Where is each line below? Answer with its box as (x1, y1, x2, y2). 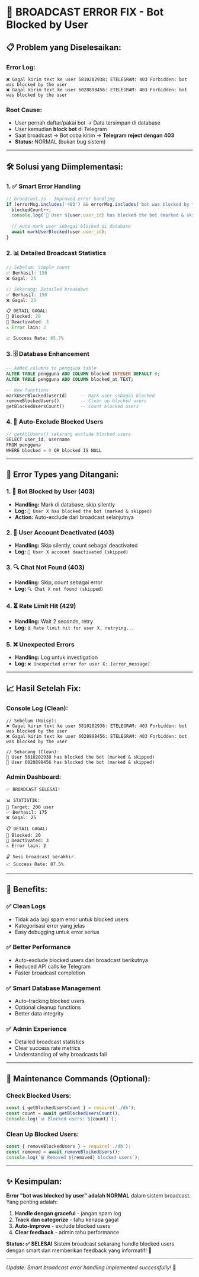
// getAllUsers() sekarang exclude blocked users (6, 431, 131, 437)
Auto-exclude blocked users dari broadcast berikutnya (14, 956, 148, 963)
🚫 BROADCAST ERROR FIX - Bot (6, 5, 164, 19)
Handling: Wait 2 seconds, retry (14, 617, 94, 625)
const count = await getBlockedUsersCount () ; (6, 1110, 120, 1116)
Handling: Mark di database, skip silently (14, 501, 115, 508)
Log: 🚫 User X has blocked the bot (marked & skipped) (14, 507, 153, 514)
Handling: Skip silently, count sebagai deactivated (14, 542, 138, 549)
